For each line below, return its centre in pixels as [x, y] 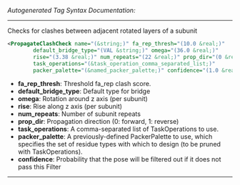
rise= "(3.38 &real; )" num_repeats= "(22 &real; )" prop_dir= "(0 [127, 57]
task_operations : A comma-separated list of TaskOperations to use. [118, 129]
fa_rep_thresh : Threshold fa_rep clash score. [84, 84]
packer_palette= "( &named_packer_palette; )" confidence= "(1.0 [126, 70]
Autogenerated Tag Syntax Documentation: [71, 10]
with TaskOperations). [50, 152]
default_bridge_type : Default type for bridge [84, 91]
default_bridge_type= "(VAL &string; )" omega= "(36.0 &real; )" [126, 50]
